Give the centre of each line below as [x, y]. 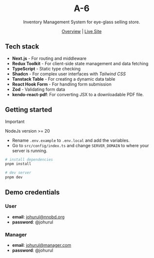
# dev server [18, 173]
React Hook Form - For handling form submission [62, 84]
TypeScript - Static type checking [46, 69]
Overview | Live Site [82, 31]
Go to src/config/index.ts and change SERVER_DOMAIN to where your [80, 145]
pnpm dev [14, 177]
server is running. [30, 151]
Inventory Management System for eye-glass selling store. [82, 22]
